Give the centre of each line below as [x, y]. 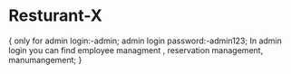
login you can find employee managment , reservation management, [136, 50]
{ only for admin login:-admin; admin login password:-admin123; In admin [145, 41]
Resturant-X [56, 16]
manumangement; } [45, 60]
